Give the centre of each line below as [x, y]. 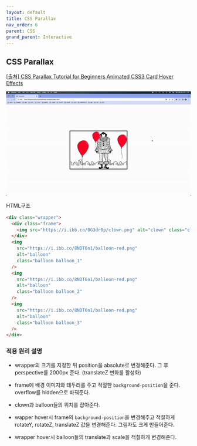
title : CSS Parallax [31, 18]
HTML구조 [18, 205]
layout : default [26, 12]
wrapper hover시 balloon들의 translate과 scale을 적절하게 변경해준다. [96, 437]
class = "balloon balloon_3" [50, 323]
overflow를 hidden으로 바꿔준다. [52, 392]
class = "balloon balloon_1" [50, 261]
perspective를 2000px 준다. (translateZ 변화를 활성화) [78, 372]
